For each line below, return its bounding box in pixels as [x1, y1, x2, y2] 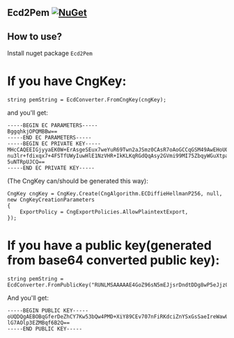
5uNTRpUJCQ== [7, 159, 45, 166]
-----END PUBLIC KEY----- [7, 325, 82, 332]
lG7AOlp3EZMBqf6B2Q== [7, 319, 70, 327]
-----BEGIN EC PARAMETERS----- [7, 122, 98, 129]
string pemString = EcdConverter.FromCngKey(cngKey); [7, 97, 167, 104]
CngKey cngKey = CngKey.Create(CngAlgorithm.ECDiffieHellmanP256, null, [7, 191, 223, 198]
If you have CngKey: [7, 74, 127, 89]
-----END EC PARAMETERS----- [7, 134, 92, 141]
